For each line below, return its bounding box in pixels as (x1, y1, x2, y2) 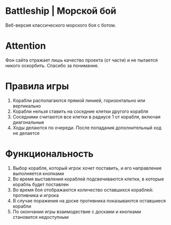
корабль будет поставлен (12, 181, 69, 187)
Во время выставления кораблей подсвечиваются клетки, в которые (12, 176, 164, 182)
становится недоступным (12, 214, 69, 220)
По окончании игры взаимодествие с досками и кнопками (12, 208, 141, 215)
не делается (12, 130, 40, 136)
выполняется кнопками (12, 170, 64, 176)
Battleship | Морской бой (5, 5, 116, 17)
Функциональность (5, 148, 94, 159)
